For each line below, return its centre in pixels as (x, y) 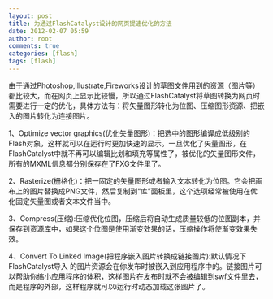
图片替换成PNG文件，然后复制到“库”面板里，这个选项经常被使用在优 (144, 191)
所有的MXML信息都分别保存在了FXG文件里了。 (87, 163)
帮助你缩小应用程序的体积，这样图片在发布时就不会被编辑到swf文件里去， (139, 276)
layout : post (30, 16)
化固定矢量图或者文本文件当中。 (62, 201)
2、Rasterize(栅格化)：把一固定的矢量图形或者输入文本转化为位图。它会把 (132, 180)
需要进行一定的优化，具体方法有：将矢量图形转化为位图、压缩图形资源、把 (133, 106)
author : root (30, 39)
